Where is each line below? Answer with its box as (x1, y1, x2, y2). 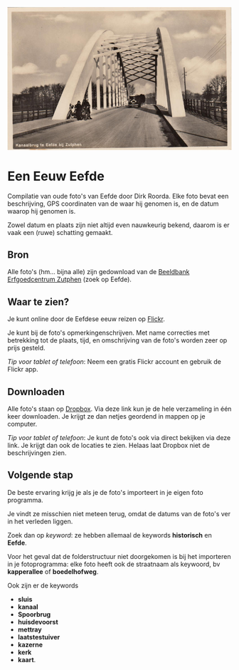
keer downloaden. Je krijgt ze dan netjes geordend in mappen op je (7, 412, 206, 421)
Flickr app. (7, 365, 38, 374)
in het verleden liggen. (7, 517, 73, 525)
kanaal (17, 602, 38, 611)
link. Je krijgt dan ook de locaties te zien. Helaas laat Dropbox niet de (7, 441, 210, 450)
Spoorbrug (17, 609, 51, 619)
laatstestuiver (17, 632, 60, 641)
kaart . (17, 655, 36, 664)
